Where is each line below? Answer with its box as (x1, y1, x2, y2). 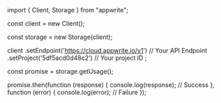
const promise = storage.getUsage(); (7, 68, 114, 75)
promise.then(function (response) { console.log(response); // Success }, (7, 81, 215, 89)
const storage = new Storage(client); (7, 33, 113, 41)
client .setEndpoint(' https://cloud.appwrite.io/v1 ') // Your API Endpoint (7, 47, 208, 54)
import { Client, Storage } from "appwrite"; (7, 6, 129, 14)
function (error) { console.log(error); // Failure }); (7, 88, 146, 96)
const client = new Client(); (7, 19, 85, 27)
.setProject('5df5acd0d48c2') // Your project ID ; (7, 54, 148, 62)
